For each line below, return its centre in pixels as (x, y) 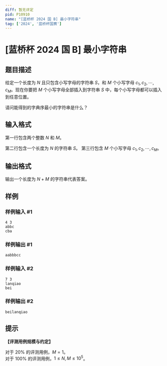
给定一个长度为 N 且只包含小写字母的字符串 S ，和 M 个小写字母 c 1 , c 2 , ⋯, (80, 83)
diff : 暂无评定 (19, 10)
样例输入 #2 (19, 268)
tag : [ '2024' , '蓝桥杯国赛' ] (34, 24)
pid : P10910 (17, 14)
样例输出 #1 (19, 244)
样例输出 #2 (19, 301)
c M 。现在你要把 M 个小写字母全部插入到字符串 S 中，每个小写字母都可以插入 (83, 90)
